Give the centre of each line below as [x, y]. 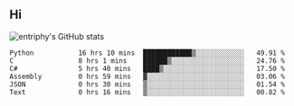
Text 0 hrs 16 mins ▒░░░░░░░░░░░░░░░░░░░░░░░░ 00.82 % [147, 92]
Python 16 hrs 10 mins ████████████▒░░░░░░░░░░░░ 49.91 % [147, 53]
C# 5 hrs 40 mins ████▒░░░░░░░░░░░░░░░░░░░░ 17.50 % [147, 68]
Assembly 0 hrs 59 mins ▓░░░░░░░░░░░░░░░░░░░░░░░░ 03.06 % [147, 76]
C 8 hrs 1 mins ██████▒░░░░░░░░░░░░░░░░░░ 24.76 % [147, 61]
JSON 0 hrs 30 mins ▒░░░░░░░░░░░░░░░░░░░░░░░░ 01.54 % [147, 84]
